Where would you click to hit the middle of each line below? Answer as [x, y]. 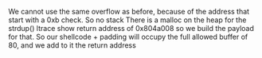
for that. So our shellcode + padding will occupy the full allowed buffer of [128, 37]
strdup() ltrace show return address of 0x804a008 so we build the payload [131, 28]
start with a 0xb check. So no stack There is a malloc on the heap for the [127, 20]
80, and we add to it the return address [72, 45]
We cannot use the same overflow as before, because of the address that [129, 12]
